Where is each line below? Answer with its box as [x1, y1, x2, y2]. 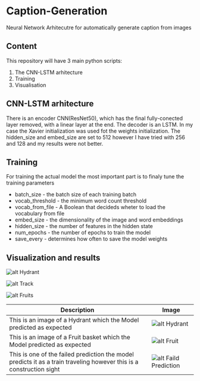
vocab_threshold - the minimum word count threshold [14, 197, 147, 204]
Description [60, 306, 95, 314]
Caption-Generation [6, 4, 108, 18]
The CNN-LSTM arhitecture [14, 69, 83, 76]
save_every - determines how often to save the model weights [14, 235, 168, 242]
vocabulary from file [14, 210, 65, 217]
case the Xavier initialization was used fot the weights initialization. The [6, 127, 180, 134]
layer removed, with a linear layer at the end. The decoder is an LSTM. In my [6, 121, 193, 128]
